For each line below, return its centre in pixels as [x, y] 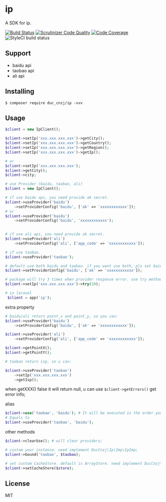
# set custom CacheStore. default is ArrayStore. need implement [74, 463]
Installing [20, 92]
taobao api [23, 70]
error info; [15, 394]
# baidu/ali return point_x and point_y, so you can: [62, 316]
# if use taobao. [23, 252]
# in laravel [19, 293]
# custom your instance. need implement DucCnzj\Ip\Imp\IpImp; [72, 450]
